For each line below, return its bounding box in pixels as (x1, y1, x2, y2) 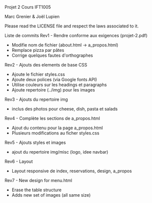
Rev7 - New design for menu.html (4, 178, 72, 183)
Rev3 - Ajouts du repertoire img (4, 96, 68, 102)
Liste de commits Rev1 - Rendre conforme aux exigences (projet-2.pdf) (4, 33, 148, 38)
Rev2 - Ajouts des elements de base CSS (4, 62, 87, 68)
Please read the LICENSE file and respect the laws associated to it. (4, 23, 139, 29)
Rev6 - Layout (4, 158, 33, 164)
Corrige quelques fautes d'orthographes (11, 52, 93, 58)
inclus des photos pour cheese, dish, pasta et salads (11, 106, 118, 112)
